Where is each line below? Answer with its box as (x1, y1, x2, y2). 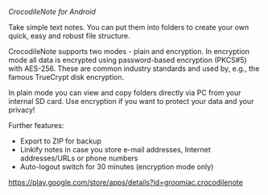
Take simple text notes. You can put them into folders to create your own (8, 23, 249, 31)
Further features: (8, 121, 64, 130)
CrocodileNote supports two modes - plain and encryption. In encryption (8, 47, 249, 56)
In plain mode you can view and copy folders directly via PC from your (8, 88, 241, 97)
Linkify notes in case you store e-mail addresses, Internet (19, 145, 211, 154)
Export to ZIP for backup (19, 136, 102, 146)
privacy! (8, 105, 35, 114)
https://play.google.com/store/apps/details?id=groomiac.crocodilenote (8, 177, 243, 187)
